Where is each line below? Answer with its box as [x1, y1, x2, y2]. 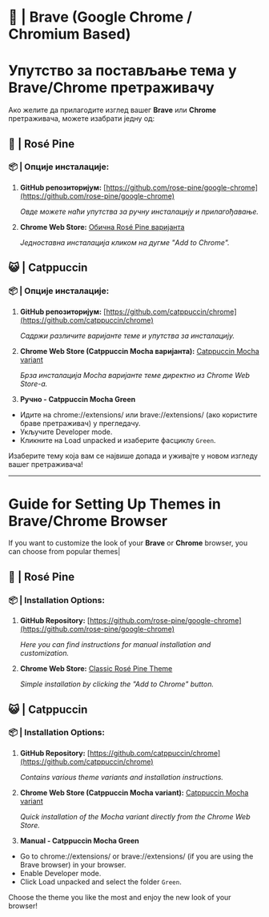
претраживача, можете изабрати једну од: [8, 114, 155, 123]
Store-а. [19, 379, 48, 388]
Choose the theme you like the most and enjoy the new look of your [8, 892, 231, 902]
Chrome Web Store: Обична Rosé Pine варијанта [19, 222, 185, 231]
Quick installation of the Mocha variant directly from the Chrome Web [19, 811, 251, 821]
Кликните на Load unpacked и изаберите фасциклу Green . [19, 435, 216, 444]
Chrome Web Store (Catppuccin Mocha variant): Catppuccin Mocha [19, 787, 249, 797]
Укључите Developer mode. [19, 427, 113, 436]
